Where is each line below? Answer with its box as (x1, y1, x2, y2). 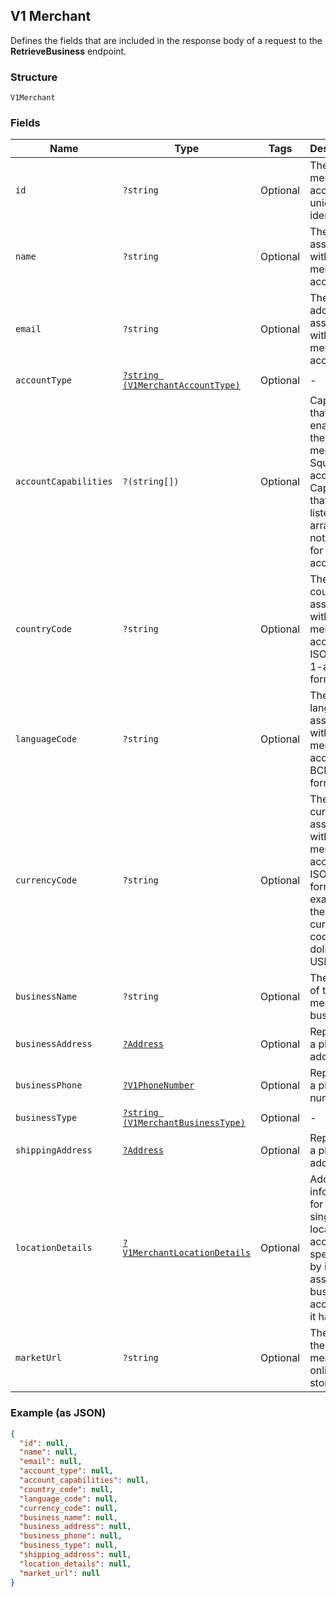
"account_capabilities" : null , (19, 1475, 150, 1486)
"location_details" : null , (19, 1559, 132, 1569)
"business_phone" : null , (19, 1531, 123, 1541)
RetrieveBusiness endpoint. (10, 45, 127, 57)
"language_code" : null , (19, 1494, 118, 1504)
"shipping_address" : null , (19, 1550, 132, 1560)
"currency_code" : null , (19, 1503, 118, 1513)
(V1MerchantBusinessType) (122, 1117, 246, 1129)
